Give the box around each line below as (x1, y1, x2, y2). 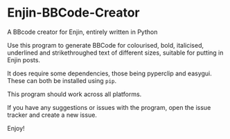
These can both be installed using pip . (7, 76, 117, 84)
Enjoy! (7, 124, 26, 132)
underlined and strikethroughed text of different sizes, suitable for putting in (7, 48, 224, 57)
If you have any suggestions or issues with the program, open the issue (7, 103, 211, 111)
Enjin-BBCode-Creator (7, 5, 140, 21)
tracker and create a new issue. (7, 111, 97, 119)
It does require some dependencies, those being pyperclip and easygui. (7, 69, 213, 77)
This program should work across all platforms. (7, 90, 142, 98)
